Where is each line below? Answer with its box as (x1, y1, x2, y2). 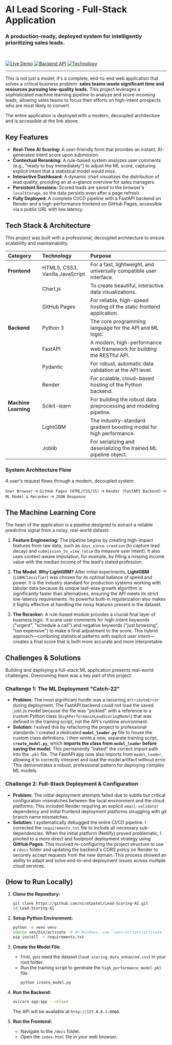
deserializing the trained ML (90, 444, 158, 452)
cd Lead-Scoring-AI (12, 906, 55, 911)
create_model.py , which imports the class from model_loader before (12, 740, 157, 747)
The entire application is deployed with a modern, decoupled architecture (5, 113, 160, 119)
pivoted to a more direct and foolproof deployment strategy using (12, 836, 151, 842)
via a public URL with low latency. (12, 206, 83, 212)
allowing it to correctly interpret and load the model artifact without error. (12, 757, 167, 763)
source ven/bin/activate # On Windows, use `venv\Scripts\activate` (12, 930, 165, 935)
